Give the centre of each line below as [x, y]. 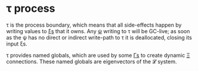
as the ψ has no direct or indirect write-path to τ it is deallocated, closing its [99, 37]
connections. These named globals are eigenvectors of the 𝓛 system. [92, 62]
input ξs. [17, 44]
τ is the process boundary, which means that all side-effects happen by [94, 25]
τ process [31, 9]
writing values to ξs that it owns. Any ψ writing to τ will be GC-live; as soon [98, 31]
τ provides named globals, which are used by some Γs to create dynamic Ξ [98, 55]
